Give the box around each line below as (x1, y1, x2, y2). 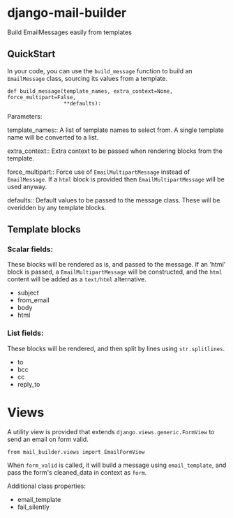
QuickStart (7, 48, 56, 60)
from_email (17, 296, 50, 304)
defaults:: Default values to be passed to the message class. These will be (7, 195, 220, 204)
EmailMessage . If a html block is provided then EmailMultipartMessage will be (7, 175, 225, 183)
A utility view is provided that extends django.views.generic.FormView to (7, 427, 215, 436)
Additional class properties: (7, 482, 86, 490)
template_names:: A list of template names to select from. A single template (7, 126, 225, 134)
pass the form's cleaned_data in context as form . (7, 468, 147, 476)
